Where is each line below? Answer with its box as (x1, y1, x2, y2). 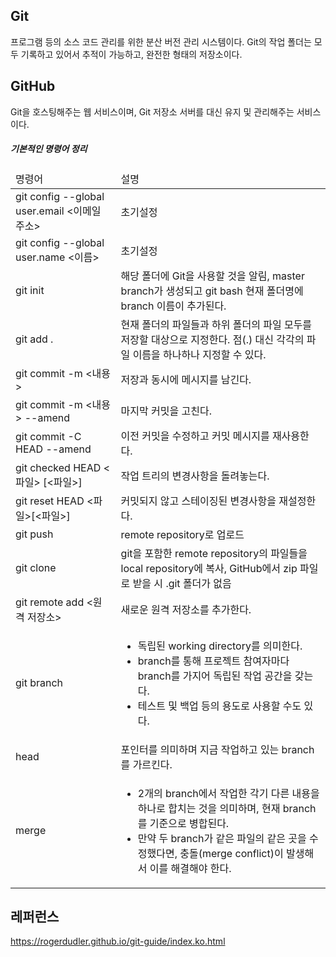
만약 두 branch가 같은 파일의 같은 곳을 (137, 831, 307, 845)
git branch (15, 675, 64, 689)
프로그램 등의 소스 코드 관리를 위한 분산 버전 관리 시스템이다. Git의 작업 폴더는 (10, 35, 312, 48)
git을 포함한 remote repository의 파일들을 (120, 546, 308, 560)
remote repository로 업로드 (120, 527, 245, 541)
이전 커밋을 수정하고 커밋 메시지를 (120, 429, 270, 443)
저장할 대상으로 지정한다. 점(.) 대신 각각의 (120, 332, 305, 346)
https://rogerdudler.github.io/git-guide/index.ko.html (10, 935, 226, 948)
